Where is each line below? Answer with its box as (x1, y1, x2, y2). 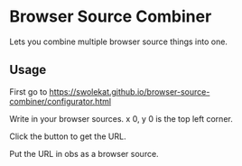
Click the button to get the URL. (9, 131, 126, 142)
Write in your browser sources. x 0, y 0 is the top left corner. (9, 113, 233, 124)
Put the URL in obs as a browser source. (9, 148, 160, 159)
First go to (9, 86, 48, 97)
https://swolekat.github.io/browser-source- (49, 86, 210, 97)
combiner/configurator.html (9, 96, 111, 106)
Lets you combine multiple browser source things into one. (9, 36, 228, 47)
